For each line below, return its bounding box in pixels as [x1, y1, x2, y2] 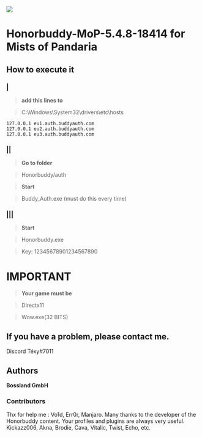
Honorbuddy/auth [21, 171, 66, 179]
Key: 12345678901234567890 [21, 248, 98, 255]
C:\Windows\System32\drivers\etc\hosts [21, 108, 124, 116]
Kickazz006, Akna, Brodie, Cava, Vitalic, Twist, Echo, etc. [6, 424, 151, 431]
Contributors [6, 396, 46, 405]
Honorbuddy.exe [21, 236, 64, 244]
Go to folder [21, 160, 53, 167]
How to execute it [6, 64, 75, 75]
